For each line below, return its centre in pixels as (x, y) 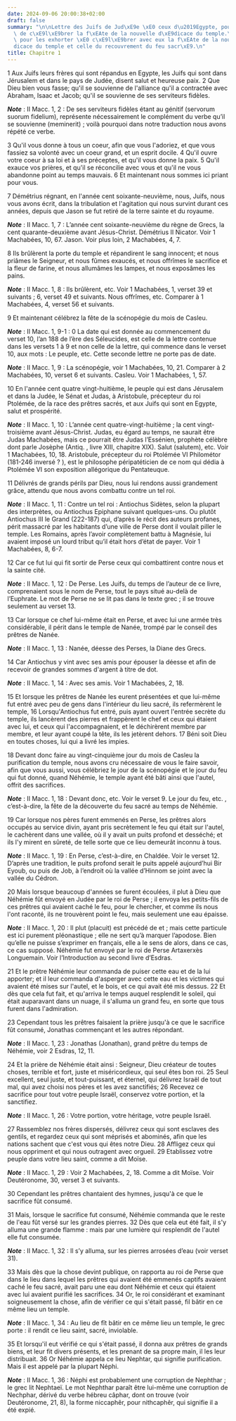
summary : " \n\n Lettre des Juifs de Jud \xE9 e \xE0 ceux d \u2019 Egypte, (113, 27)
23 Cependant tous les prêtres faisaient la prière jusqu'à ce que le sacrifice (116, 1022)
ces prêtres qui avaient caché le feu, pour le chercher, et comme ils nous (113, 906)
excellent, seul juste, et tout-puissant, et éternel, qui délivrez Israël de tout (114, 1079)
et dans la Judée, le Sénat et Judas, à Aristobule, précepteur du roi (104, 396)
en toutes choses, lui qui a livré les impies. (68, 741)
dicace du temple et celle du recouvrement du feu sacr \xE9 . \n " (110, 46)
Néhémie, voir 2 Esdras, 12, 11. (51, 1050)
